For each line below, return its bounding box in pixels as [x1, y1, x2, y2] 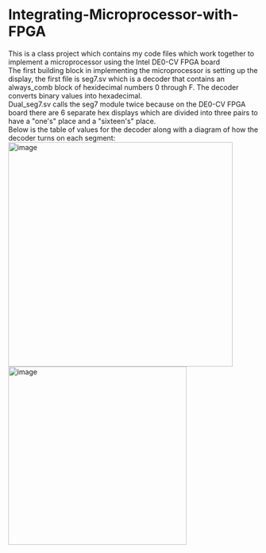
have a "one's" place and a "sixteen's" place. [8, 116, 156, 126]
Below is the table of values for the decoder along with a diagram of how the [8, 125, 259, 134]
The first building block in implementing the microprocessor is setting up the [8, 65, 258, 75]
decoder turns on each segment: [8, 133, 116, 142]
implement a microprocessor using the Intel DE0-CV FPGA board [8, 57, 221, 67]
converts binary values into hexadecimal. [8, 91, 143, 100]
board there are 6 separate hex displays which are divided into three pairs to [8, 107, 258, 117]
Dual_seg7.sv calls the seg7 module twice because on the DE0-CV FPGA [8, 99, 246, 109]
